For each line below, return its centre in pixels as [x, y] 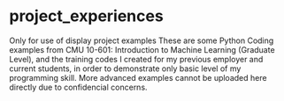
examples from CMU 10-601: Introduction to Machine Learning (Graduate [142, 49]
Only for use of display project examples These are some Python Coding [142, 40]
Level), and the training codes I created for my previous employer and [136, 59]
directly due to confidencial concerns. [78, 87]
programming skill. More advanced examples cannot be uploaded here [138, 77]
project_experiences [86, 16]
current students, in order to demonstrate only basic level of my [125, 69]
